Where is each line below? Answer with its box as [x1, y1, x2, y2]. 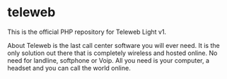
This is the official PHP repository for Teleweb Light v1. [7, 28, 167, 36]
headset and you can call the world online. [7, 63, 131, 72]
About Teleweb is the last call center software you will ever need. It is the [7, 41, 221, 49]
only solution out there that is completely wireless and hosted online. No [7, 49, 218, 57]
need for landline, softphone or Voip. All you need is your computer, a [7, 56, 210, 64]
